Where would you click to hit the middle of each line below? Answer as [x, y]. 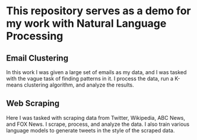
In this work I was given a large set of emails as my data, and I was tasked [96, 72]
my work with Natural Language [86, 23]
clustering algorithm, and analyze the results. [79, 85]
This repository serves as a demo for [99, 11]
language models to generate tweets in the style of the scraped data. [90, 130]
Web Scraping [33, 104]
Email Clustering [37, 58]
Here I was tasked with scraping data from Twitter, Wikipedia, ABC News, [96, 117]
